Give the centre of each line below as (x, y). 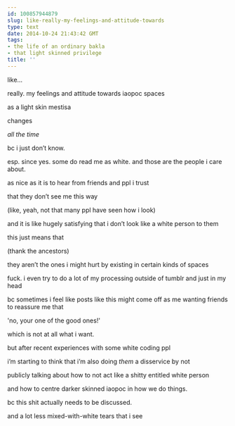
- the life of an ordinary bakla (56, 46)
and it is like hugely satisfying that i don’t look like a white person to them (113, 223)
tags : (15, 40)
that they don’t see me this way (53, 196)
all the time (23, 134)
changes (20, 120)
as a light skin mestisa (39, 107)
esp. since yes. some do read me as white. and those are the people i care (115, 161)
